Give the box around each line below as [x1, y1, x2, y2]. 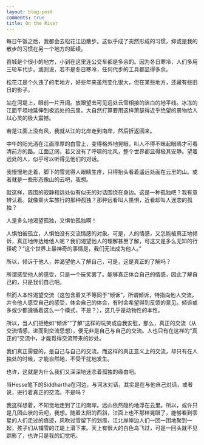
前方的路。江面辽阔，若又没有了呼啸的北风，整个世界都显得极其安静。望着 [11, 148, 198, 155]
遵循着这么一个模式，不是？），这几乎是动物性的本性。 [27, 306, 163, 314]
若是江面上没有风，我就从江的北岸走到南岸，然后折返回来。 [6, 127, 155, 134]
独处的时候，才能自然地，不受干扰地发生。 [6, 355, 113, 362]
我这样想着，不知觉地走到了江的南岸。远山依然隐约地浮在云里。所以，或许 [6, 402, 192, 409]
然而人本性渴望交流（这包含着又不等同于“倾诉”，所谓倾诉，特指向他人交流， [6, 291, 197, 298]
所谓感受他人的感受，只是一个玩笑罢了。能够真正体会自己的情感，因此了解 [6, 271, 192, 278]
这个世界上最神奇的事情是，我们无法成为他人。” [24, 245, 141, 252]
